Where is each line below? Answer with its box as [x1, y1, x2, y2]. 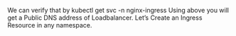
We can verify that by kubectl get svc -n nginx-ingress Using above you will [7, 6, 230, 14]
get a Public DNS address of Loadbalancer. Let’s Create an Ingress [7, 13, 203, 22]
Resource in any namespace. [7, 21, 92, 29]
